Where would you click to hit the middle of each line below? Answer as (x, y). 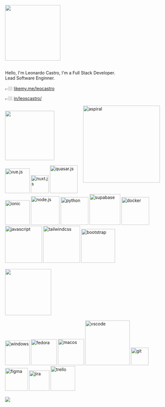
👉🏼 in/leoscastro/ (23, 98)
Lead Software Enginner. (30, 78)
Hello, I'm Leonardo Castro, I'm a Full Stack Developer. (60, 73)
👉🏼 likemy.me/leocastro (30, 89)
